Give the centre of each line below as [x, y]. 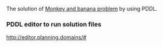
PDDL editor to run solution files [54, 24]
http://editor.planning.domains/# [46, 37]
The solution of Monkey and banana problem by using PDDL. [82, 9]
